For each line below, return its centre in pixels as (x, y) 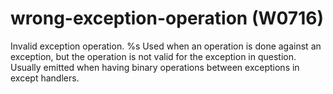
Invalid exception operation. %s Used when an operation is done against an (166, 46)
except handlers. (45, 78)
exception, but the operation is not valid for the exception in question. (153, 56)
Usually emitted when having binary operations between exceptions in (155, 67)
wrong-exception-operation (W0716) (167, 18)
